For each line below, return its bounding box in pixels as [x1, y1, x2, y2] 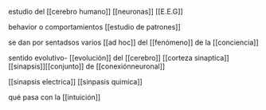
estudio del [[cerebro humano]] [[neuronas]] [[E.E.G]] [8, 7, 183, 16]
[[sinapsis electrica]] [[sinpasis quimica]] [8, 77, 143, 86]
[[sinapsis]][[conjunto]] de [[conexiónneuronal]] [8, 61, 166, 71]
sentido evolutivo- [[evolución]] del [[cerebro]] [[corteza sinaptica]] [8, 53, 229, 62]
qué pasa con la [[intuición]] [8, 92, 101, 102]
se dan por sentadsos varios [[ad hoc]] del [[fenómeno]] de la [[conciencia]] [8, 37, 259, 47]
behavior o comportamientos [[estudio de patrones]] [8, 22, 181, 31]
